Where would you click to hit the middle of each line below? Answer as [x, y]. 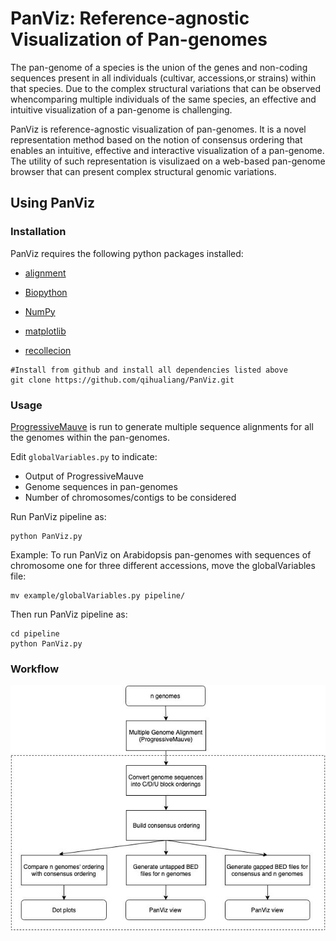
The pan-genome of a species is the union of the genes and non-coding [159, 67]
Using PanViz [53, 203]
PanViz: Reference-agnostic [130, 18]
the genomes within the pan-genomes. [90, 437]
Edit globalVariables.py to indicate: [84, 456]
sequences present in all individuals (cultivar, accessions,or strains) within [163, 78]
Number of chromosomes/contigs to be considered [130, 497]
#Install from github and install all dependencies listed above [149, 370]
